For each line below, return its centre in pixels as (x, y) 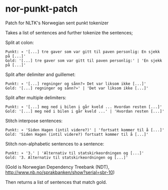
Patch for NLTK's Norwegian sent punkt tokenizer (57, 23)
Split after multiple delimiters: (36, 97)
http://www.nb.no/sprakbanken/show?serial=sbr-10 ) (60, 172)
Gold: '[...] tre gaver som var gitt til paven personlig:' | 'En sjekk (84, 61)
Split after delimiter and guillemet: (41, 74)
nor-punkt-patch (41, 9)
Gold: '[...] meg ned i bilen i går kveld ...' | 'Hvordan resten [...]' (85, 111)
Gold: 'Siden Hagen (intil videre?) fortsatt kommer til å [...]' (77, 134)
